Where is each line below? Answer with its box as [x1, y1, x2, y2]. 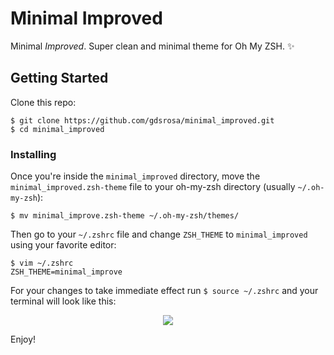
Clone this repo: [10, 96, 77, 108]
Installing [10, 147, 57, 161]
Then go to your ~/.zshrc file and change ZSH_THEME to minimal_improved [10, 228, 308, 241]
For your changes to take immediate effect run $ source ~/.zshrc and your [10, 285, 319, 297]
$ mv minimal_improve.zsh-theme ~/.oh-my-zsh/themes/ [10, 211, 240, 221]
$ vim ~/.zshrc [10, 258, 74, 269]
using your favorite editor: [10, 239, 117, 251]
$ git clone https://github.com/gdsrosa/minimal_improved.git [10, 115, 275, 126]
